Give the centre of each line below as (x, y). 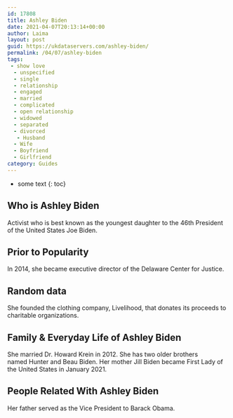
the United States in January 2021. (57, 369)
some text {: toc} (42, 184)
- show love (28, 66)
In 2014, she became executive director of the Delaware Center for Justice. (116, 269)
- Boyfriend (31, 151)
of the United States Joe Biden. (53, 230)
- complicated (34, 105)
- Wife (23, 144)
